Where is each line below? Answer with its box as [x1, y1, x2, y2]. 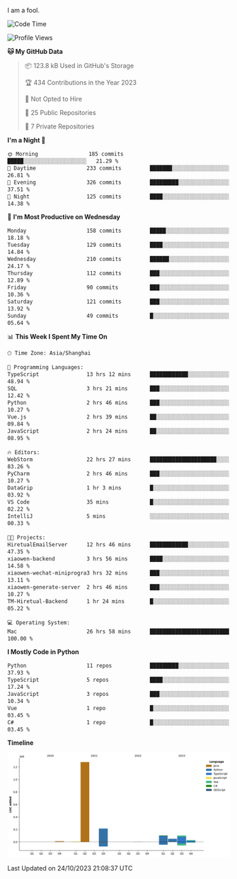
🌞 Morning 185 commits [7, 150, 124, 157]
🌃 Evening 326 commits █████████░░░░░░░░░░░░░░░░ [7, 179, 230, 186]
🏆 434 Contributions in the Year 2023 [24, 78, 137, 87]
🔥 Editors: [7, 449, 40, 456]
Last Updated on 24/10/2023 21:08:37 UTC [7, 864, 133, 873]
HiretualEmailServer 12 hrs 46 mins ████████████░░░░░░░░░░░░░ [7, 541, 230, 548]
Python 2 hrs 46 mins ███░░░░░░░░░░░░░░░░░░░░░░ [7, 399, 230, 407]
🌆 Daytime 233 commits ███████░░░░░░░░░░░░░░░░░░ [7, 165, 230, 172]
